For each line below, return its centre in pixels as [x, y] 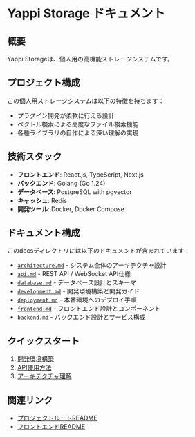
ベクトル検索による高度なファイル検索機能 [78, 124]
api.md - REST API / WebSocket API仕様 [74, 274]
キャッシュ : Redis [42, 200]
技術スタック [35, 156]
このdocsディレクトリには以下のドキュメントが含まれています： [99, 251]
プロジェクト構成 [44, 83]
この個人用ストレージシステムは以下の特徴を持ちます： [86, 101]
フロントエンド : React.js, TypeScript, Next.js [80, 174]
